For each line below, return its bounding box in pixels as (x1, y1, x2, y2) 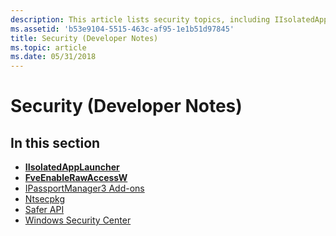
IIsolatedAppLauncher (24, 161, 120, 173)
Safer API (24, 204, 65, 216)
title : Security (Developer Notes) (10, 33, 159, 43)
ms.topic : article (10, 42, 87, 53)
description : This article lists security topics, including (10, 14, 271, 25)
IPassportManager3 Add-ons (24, 182, 145, 195)
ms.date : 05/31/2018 (10, 52, 97, 62)
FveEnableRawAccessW (24, 172, 128, 184)
